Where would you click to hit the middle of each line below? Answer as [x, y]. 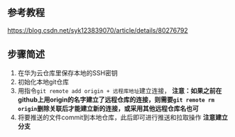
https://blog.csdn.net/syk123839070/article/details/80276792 [98, 30]
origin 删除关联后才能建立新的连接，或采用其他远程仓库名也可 [108, 108]
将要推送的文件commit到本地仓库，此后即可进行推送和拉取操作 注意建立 [123, 117]
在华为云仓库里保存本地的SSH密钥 [68, 72]
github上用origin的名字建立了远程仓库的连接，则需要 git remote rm [116, 99]
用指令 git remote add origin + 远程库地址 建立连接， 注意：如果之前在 [120, 90]
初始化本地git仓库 [43, 82]
